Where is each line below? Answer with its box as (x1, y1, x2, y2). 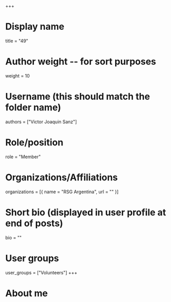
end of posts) (5, 217, 63, 229)
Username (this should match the (5, 91, 150, 103)
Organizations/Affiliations (5, 172, 118, 183)
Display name (5, 21, 65, 32)
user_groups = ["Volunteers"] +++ (5, 269, 78, 275)
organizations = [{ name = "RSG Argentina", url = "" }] (5, 188, 119, 195)
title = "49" (5, 37, 29, 44)
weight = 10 (5, 72, 30, 79)
